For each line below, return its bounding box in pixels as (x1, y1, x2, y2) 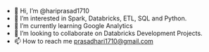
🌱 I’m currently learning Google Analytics (13, 22, 133, 30)
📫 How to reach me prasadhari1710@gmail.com (13, 37, 153, 45)
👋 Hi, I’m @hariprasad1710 (13, 7, 90, 15)
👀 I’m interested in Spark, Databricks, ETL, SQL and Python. (13, 14, 187, 22)
